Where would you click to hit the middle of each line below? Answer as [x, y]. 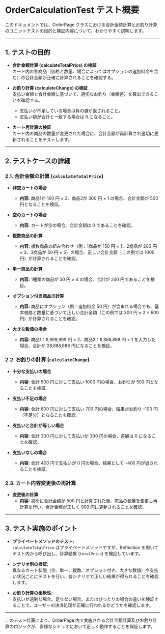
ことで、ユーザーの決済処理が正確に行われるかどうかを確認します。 [85, 605]
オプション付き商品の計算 [38, 296]
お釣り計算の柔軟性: [32, 593]
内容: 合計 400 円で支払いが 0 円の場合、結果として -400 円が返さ [87, 463]
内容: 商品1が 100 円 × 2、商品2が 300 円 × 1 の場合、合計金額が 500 [89, 198]
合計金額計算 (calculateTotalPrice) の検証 [54, 65]
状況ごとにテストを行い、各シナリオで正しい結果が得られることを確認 [87, 576]
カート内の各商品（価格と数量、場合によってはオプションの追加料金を [83, 71]
